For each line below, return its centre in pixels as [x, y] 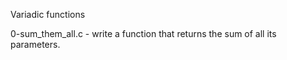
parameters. [35, 44]
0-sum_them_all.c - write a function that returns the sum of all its [143, 33]
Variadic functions [48, 14]
